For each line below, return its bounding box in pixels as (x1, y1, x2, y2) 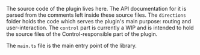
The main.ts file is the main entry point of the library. (6, 42, 137, 49)
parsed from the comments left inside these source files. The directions (6, 11, 186, 19)
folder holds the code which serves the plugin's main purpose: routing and (6, 18, 192, 25)
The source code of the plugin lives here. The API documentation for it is (6, 5, 187, 12)
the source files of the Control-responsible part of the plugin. (6, 30, 158, 38)
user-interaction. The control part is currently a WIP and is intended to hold (6, 24, 194, 31)
